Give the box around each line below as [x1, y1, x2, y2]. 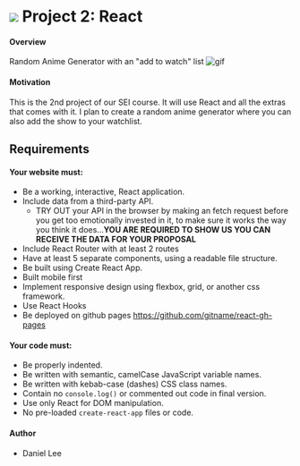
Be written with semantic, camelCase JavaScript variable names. [21, 369, 262, 380]
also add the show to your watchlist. [9, 115, 143, 126]
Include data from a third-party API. [21, 196, 154, 207]
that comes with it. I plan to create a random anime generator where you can [9, 106, 292, 117]
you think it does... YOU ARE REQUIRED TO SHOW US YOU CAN [35, 225, 271, 235]
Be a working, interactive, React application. [21, 186, 185, 198]
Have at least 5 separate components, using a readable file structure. [21, 253, 278, 264]
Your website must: [9, 166, 83, 177]
